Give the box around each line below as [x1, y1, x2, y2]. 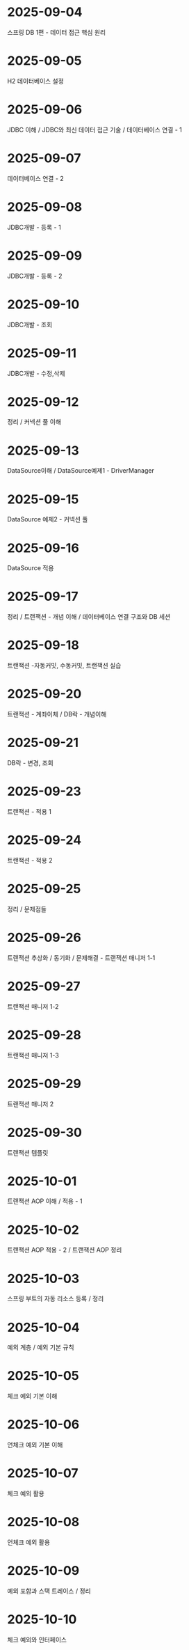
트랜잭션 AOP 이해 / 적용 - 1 [7, 1197, 83, 1205]
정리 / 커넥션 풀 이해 [7, 418, 61, 426]
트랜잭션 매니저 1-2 [7, 1002, 59, 1010]
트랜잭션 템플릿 [7, 1148, 49, 1156]
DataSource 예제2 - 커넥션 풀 [7, 515, 88, 524]
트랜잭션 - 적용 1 [7, 807, 52, 815]
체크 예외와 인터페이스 [7, 1635, 67, 1644]
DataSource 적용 [7, 564, 54, 572]
